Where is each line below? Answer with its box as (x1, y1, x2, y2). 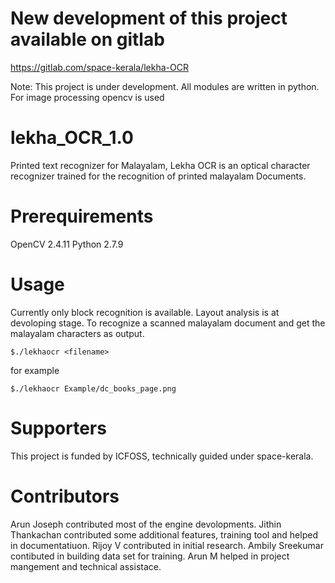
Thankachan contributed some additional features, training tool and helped (10, 528, 318, 541)
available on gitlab (10, 28, 165, 51)
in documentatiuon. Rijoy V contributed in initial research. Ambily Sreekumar (10, 539, 324, 551)
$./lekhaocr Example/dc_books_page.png (10, 383, 177, 394)
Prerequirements (10, 205, 154, 228)
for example (10, 364, 60, 376)
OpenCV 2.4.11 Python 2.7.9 (10, 238, 124, 250)
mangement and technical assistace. (10, 560, 162, 572)
